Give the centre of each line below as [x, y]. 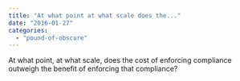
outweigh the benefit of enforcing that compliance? [93, 69]
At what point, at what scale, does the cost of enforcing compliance [120, 60]
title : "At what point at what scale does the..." [95, 15]
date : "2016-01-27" [41, 23]
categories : [28, 30]
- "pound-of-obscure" [52, 38]
